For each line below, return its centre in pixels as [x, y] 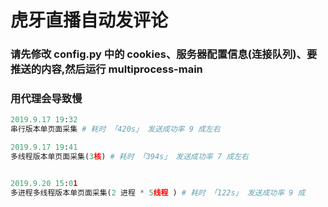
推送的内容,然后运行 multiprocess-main [106, 69]
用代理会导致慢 [46, 99]
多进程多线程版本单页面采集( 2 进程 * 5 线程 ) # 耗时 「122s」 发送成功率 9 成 [158, 192]
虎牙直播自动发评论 [89, 20]
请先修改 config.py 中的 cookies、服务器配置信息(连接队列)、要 [164, 54]
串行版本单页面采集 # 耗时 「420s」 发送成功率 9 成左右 [115, 129]
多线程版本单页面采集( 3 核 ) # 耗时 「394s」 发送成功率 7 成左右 [129, 157]
